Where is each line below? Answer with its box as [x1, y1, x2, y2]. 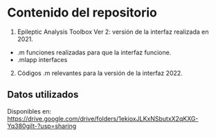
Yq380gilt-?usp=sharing [7, 122, 77, 130]
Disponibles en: [7, 107, 52, 115]
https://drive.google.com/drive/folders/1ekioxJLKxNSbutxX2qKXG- [7, 114, 199, 123]
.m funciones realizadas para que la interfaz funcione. [17, 48, 172, 56]
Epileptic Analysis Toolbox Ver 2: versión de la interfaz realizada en [17, 28, 209, 36]
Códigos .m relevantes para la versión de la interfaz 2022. [17, 69, 183, 77]
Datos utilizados [7, 89, 79, 101]
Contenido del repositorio [7, 5, 157, 21]
